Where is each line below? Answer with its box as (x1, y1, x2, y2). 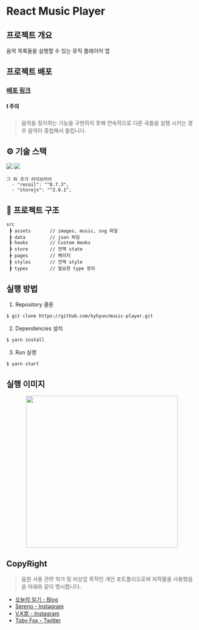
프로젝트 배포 (6, 67, 53, 77)
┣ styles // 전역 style (8, 259, 83, 265)
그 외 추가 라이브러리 (6, 176, 52, 183)
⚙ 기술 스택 (6, 146, 47, 156)
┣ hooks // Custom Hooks (8, 240, 91, 246)
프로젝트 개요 (6, 30, 53, 40)
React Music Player (6, 4, 106, 18)
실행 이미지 (6, 378, 46, 389)
